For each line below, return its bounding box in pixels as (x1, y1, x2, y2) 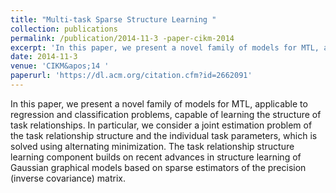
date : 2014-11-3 (10, 52, 78, 62)
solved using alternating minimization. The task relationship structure (10, 140, 295, 152)
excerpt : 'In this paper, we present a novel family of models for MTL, (10, 42, 320, 53)
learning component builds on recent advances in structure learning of (10, 151, 302, 163)
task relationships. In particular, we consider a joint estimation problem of (10, 119, 313, 131)
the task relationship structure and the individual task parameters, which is (10, 129, 318, 141)
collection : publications (10, 24, 118, 34)
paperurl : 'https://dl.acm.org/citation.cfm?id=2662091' (10, 71, 253, 81)
